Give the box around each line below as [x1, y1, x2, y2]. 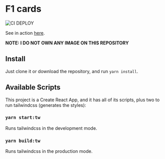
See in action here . [5, 30, 45, 36]
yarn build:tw [5, 138, 40, 144]
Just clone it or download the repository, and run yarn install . [5, 68, 138, 74]
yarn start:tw [5, 115, 40, 121]
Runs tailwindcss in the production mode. [5, 148, 93, 154]
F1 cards [5, 3, 42, 15]
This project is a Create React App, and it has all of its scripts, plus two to [5, 97, 160, 103]
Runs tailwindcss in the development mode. [5, 125, 97, 131]
